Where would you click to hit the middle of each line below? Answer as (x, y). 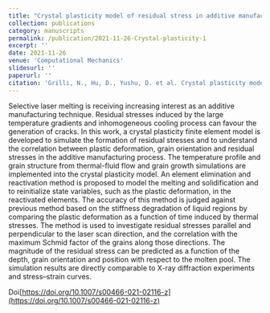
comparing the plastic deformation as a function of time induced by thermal (133, 217)
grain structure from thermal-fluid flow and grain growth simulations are (127, 165)
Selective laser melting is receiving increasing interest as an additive (121, 106)
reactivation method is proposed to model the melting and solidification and (133, 182)
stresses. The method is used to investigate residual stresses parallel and (130, 225)
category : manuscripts (46, 30)
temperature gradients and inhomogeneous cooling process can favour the (133, 123)
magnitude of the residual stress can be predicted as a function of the (124, 250)
